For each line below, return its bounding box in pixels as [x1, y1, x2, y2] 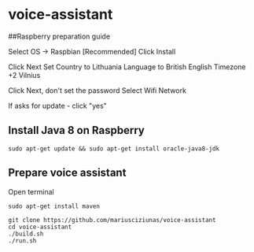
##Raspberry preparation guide [8, 31, 111, 41]
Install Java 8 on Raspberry [8, 124, 145, 137]
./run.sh [8, 236, 37, 245]
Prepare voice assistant [8, 166, 127, 180]
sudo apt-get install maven [8, 202, 101, 210]
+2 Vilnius [8, 70, 41, 80]
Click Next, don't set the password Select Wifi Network [8, 85, 187, 95]
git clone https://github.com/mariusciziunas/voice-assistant [8, 216, 216, 224]
